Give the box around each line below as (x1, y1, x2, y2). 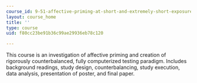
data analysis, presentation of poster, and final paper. (6, 70, 135, 77)
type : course (6, 25, 38, 31)
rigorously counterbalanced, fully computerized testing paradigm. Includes (6, 58, 187, 65)
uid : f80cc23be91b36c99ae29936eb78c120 (6, 30, 104, 36)
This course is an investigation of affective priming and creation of (6, 51, 167, 58)
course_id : (6, 8, 33, 15)
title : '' (6, 19, 30, 25)
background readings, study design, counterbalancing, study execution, (6, 64, 180, 71)
